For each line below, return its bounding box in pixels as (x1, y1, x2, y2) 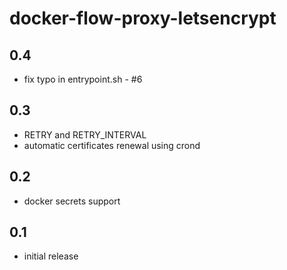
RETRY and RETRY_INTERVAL (23, 128, 147, 141)
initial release (23, 250, 79, 262)
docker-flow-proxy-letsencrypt (9, 7, 277, 30)
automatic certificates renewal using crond (23, 139, 201, 151)
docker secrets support (23, 195, 121, 207)
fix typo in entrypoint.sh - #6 (23, 73, 143, 85)
